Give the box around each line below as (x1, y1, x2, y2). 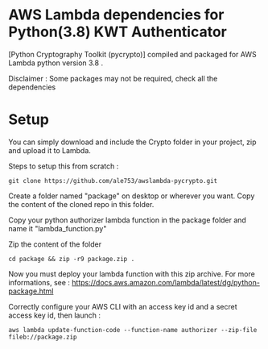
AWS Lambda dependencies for (8, 6, 225, 24)
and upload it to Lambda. (8, 145, 91, 155)
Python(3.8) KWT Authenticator (8, 23, 227, 41)
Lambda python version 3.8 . (8, 58, 103, 68)
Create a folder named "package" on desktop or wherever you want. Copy (8, 191, 255, 201)
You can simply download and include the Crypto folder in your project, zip (8, 137, 257, 147)
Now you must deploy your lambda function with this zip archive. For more (8, 268, 255, 279)
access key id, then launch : (8, 310, 101, 320)
